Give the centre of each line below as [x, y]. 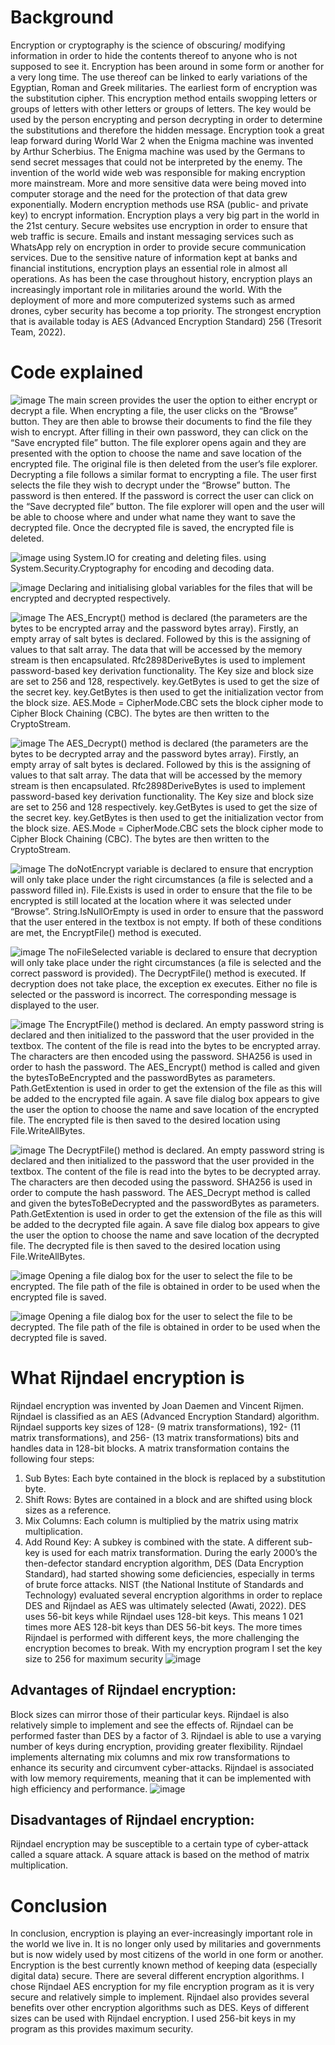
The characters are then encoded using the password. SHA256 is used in [161, 1056]
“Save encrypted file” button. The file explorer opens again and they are [158, 442]
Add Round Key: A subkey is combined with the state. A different [158, 1542]
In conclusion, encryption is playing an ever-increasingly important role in [161, 1933]
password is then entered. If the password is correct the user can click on [162, 495]
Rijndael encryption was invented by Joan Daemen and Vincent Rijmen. [157, 1405]
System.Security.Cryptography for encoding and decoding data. [142, 568]
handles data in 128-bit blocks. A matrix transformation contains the [150, 1448]
